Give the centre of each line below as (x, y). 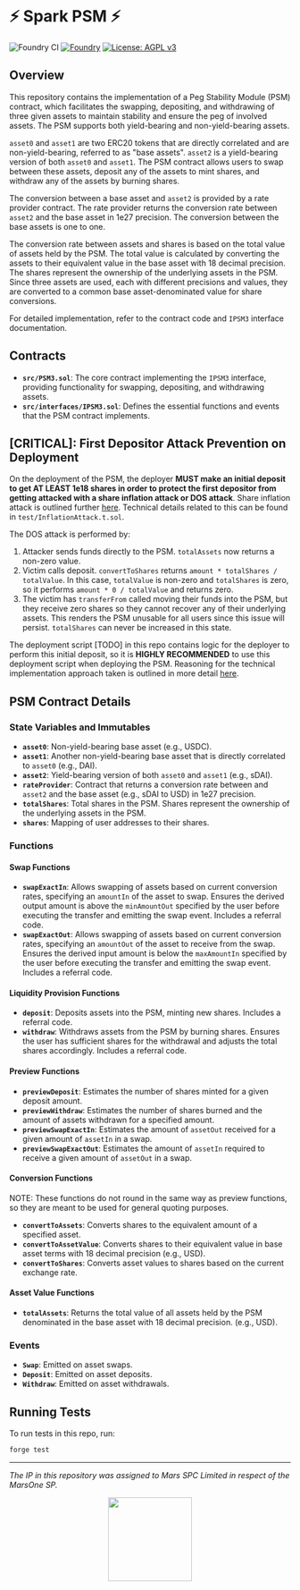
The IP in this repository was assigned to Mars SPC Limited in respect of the (150, 1475)
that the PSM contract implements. (86, 415)
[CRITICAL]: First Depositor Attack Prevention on (148, 443)
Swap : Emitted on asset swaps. (77, 1365)
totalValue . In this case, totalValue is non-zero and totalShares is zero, (155, 580)
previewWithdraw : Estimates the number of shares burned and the (142, 1110)
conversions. (33, 300)
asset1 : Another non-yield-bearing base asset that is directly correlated (154, 757)
